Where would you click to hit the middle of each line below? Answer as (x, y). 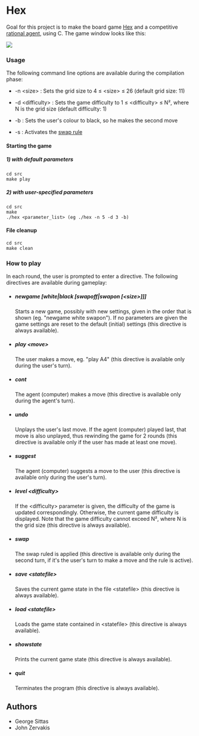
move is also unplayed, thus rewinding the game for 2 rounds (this (96, 436)
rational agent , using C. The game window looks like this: (76, 33)
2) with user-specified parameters (50, 193)
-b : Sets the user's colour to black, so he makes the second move (96, 121)
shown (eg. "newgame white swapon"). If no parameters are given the (101, 318)
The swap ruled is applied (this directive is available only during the (97, 554)
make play (18, 179)
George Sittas (32, 721)
